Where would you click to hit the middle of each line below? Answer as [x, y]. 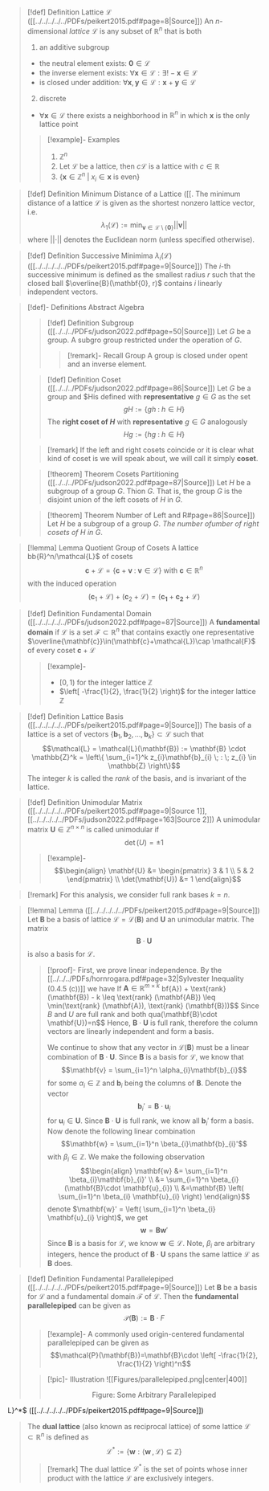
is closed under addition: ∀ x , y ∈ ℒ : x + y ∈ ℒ [117, 82]
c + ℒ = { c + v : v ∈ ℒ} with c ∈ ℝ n [144, 570]
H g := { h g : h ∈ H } [154, 435]
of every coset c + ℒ [61, 651]
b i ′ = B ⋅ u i [154, 1107]
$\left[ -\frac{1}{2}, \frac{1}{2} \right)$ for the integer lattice [157, 692]
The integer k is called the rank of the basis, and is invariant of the [137, 778]
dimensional [47, 31]
